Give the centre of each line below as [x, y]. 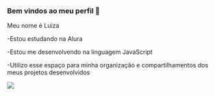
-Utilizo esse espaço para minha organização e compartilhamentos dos [108, 65]
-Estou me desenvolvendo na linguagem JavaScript [80, 52]
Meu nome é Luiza [33, 26]
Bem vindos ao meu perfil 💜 [54, 11]
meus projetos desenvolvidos [49, 73]
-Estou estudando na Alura [45, 39]
